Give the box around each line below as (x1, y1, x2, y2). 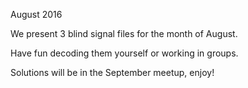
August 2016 (10, 9, 63, 20)
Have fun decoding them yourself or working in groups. (10, 47, 239, 59)
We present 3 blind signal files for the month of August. (10, 28, 238, 39)
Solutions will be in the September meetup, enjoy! (10, 67, 215, 78)
